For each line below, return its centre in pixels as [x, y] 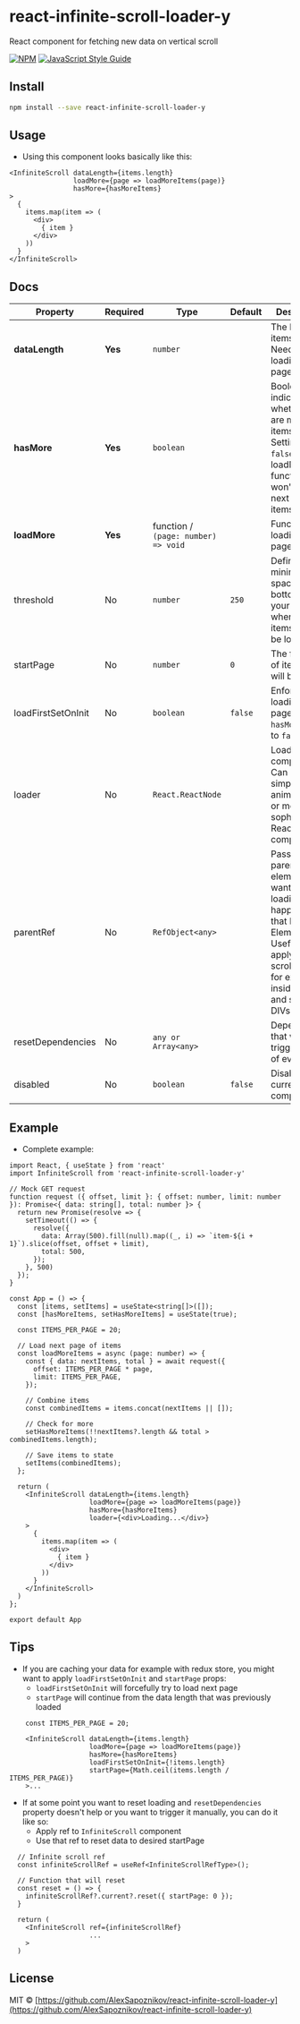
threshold [33, 600]
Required [124, 312]
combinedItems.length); [54, 1440]
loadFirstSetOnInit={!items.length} [157, 1762]
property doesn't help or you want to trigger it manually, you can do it [150, 1812]
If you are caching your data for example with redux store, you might [148, 1669]
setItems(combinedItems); [74, 1464]
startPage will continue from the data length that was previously [153, 1697]
